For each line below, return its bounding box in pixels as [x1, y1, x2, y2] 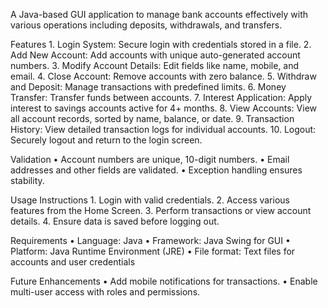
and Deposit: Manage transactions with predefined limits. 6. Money [10, 81, 287, 93]
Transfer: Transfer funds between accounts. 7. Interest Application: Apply [10, 92, 313, 103]
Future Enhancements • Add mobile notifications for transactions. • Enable [10, 275, 318, 287]
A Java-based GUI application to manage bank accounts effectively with [10, 9, 309, 20]
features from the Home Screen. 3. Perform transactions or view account [10, 205, 312, 216]
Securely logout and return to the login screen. [10, 134, 203, 146]
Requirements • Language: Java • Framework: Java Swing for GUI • [10, 235, 291, 246]
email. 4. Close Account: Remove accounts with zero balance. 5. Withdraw [10, 70, 317, 82]
